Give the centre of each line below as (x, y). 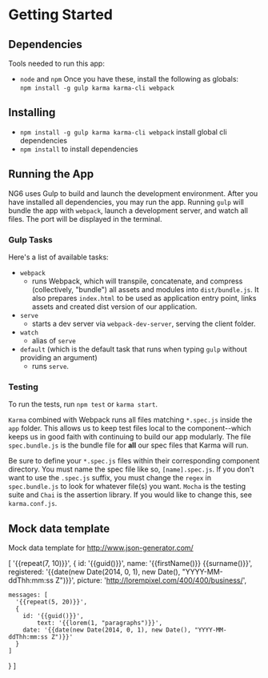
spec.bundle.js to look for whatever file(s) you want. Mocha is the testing (127, 487)
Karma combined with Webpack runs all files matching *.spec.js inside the (130, 420)
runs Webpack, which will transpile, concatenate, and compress (137, 281)
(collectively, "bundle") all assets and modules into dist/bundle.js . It (145, 289)
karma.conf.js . (33, 503)
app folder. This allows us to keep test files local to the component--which (130, 428)
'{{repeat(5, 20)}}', (52, 602)
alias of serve (54, 340)
